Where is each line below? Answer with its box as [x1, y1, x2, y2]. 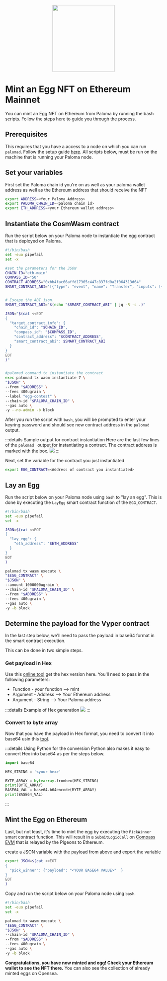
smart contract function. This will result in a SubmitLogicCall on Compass [5, 834, 156, 840]
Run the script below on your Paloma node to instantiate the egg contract [5, 233, 155, 239]
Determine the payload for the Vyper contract [5, 619, 150, 628]
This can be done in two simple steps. [5, 648, 83, 654]
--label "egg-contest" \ [5, 394, 57, 399]
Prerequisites [5, 130, 48, 139]
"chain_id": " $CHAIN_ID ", [14, 325, 68, 330]
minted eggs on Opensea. [5, 970, 58, 976]
